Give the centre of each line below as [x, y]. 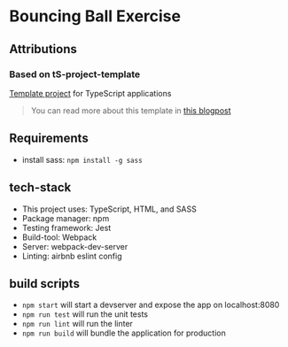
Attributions [43, 49]
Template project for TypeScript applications [90, 93]
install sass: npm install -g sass [82, 159]
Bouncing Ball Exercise [95, 16]
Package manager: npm [66, 218]
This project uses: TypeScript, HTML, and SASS [109, 209]
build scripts [44, 284]
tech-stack [40, 188]
